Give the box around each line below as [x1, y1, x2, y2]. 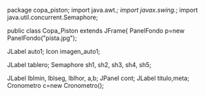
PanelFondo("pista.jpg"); [7, 34, 77, 42]
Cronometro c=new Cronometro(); [7, 81, 105, 89]
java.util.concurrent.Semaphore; [7, 13, 98, 21]
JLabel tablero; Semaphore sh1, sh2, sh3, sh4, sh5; [7, 61, 152, 68]
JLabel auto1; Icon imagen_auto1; [7, 48, 100, 55]
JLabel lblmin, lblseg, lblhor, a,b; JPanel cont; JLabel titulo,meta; [7, 74, 190, 82]
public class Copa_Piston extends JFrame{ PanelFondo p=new [7, 27, 185, 35]
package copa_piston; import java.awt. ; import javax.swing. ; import [7, 6, 198, 14]
